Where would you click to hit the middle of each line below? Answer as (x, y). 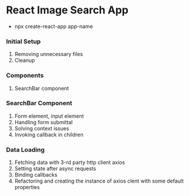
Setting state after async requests (55, 169)
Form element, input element (49, 116)
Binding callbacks (36, 175)
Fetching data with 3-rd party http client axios (70, 162)
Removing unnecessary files (49, 54)
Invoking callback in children (49, 134)
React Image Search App (67, 10)
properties (27, 187)
